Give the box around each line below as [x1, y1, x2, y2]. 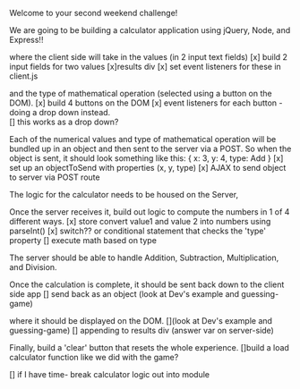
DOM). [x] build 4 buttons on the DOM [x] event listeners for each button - [9, 97, 283, 108]
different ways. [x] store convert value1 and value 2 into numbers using [9, 216, 271, 226]
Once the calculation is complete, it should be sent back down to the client [9, 279, 285, 290]
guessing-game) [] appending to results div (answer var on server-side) [9, 326, 275, 335]
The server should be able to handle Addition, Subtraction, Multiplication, [9, 252, 279, 263]
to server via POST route [9, 172, 100, 182]
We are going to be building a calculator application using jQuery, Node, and [9, 25, 291, 35]
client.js [9, 71, 39, 81]
